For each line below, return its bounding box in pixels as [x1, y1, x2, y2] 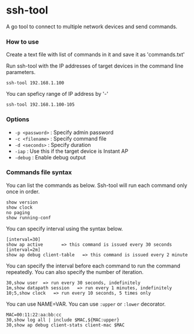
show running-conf [6, 215, 51, 221]
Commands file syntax [6, 168, 72, 176]
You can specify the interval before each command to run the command [6, 262, 180, 269]
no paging [6, 209, 31, 215]
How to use [6, 38, 39, 46]
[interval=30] [6, 236, 41, 242]
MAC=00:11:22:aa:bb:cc [6, 312, 62, 318]
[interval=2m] [6, 246, 41, 253]
